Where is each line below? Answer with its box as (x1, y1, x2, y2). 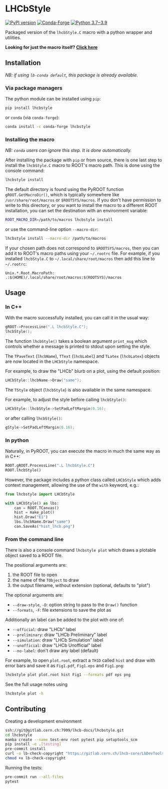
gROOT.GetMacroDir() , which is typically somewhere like (5, 191, 119, 197)
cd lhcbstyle (5, 733, 32, 738)
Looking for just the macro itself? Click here (5, 44, 98, 50)
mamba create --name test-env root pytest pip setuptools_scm (5, 737, 137, 742)
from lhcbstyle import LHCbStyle (5, 492, 75, 497)
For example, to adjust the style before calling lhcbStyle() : (5, 397, 126, 403)
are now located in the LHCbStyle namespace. (5, 358, 99, 365)
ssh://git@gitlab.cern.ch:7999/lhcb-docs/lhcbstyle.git (5, 728, 124, 733)
